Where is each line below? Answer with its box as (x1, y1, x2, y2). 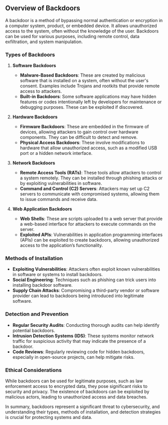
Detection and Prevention (5, 311, 69, 318)
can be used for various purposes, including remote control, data (5, 33, 139, 39)
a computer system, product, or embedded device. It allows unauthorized (5, 23, 157, 29)
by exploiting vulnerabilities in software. (20, 180, 102, 186)
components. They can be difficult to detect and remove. (20, 134, 138, 140)
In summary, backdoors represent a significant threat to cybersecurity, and (5, 403, 160, 409)
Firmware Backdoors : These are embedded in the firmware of (20, 124, 149, 130)
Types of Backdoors (5, 51, 55, 58)
